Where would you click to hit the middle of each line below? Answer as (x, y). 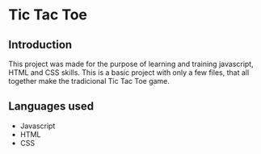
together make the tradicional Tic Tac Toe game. (89, 81)
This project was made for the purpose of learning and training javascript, (131, 64)
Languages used (51, 106)
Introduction (40, 45)
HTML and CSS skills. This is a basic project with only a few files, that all (129, 73)
